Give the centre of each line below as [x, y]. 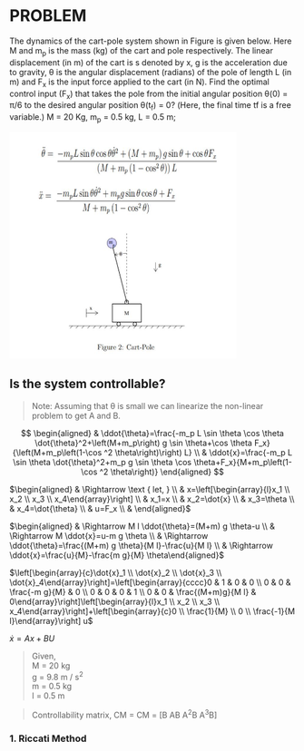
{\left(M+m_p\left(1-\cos [57, 452]
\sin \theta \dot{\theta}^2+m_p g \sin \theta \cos [102, 462]
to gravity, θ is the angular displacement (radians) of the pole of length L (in [151, 72]
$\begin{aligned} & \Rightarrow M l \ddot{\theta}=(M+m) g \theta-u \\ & [142, 526]
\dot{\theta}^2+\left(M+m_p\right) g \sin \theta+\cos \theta [143, 443]
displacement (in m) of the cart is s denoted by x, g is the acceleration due [148, 62]
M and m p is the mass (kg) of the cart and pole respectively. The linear [142, 51]
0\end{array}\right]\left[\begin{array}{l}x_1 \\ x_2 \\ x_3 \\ [115, 601]
